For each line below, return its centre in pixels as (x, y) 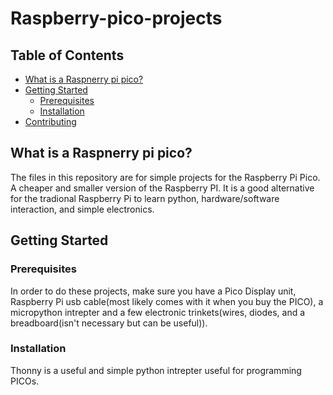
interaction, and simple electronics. (82, 209)
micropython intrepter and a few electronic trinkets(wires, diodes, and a (158, 312)
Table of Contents (67, 55)
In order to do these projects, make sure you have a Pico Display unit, (153, 291)
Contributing (50, 121)
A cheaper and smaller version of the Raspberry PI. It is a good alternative (162, 188)
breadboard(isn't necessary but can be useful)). (109, 323)
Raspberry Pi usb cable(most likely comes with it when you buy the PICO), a (167, 301)
